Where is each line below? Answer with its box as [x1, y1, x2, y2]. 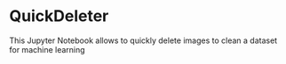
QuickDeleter [9, 6, 109, 26]
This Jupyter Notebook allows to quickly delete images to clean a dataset [9, 35, 278, 46]
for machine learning [9, 44, 86, 54]
